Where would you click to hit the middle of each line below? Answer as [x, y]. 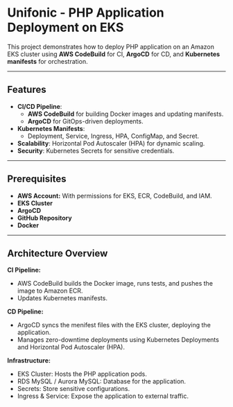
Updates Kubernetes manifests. [62, 298]
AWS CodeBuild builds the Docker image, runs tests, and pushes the [115, 284]
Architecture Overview [58, 253]
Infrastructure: [29, 361]
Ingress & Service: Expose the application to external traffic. [103, 396]
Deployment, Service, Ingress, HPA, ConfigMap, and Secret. [113, 136]
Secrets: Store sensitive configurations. [74, 389]
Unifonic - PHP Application [86, 13]
